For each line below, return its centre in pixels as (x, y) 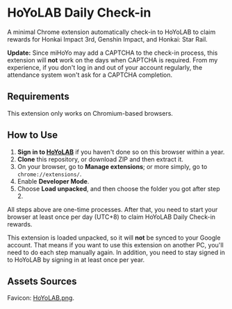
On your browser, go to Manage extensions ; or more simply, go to (112, 166)
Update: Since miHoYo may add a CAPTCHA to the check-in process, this (113, 53)
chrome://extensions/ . (49, 174)
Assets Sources (42, 281)
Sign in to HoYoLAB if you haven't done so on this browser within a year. (121, 152)
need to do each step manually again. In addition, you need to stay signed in (116, 252)
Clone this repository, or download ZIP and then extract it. (100, 159)
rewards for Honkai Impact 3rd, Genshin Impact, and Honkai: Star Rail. (108, 39)
